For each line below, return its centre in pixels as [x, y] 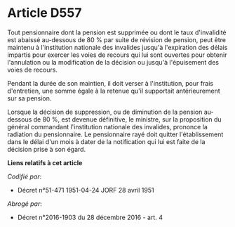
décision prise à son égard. [47, 149]
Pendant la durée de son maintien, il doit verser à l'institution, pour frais [110, 83]
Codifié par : [25, 176]
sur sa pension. [29, 98]
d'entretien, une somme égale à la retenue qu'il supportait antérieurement [114, 91]
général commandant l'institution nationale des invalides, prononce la [108, 127]
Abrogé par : [25, 203]
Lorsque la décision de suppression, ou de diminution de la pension [105, 112]
